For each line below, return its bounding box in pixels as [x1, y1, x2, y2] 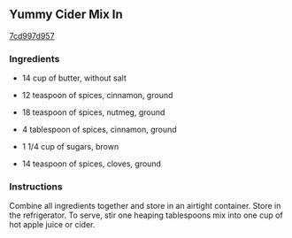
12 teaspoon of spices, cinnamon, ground [21, 90, 173, 101]
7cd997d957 [9, 30, 55, 41]
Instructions [9, 180, 64, 193]
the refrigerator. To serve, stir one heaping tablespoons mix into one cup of [9, 210, 283, 220]
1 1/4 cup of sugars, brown [21, 142, 119, 152]
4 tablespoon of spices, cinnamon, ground [21, 124, 177, 135]
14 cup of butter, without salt [21, 73, 127, 83]
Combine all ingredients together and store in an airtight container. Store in [9, 201, 281, 211]
